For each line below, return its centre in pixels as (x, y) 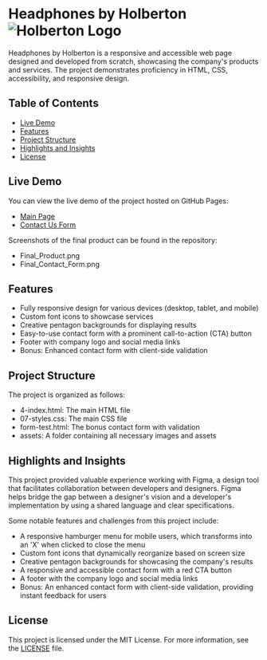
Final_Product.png (50, 255)
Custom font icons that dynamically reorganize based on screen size (132, 553)
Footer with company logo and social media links (100, 342)
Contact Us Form (48, 225)
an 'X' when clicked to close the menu (82, 544)
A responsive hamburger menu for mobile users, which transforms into (136, 536)
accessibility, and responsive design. (69, 78)
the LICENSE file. (36, 648)
